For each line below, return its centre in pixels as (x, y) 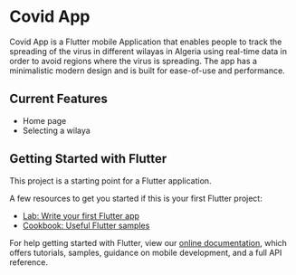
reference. (29, 262)
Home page (44, 120)
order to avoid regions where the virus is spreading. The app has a (134, 61)
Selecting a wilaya (56, 130)
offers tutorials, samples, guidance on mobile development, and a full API (146, 252)
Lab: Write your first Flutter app (81, 215)
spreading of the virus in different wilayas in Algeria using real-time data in (148, 51)
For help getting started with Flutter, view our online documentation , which (148, 242)
